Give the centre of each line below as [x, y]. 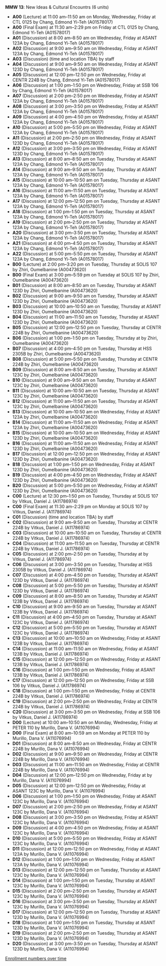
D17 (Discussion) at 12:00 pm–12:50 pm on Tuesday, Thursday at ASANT [86, 912]
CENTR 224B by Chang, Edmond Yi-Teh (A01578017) [66, 80]
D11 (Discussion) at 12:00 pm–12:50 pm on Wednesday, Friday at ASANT [86, 849]
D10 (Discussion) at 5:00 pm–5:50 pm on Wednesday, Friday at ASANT [85, 838]
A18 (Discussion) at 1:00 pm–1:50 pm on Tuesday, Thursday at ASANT [84, 212]
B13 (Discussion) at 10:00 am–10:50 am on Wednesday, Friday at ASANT [86, 412]
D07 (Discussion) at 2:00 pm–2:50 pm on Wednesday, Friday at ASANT [85, 807]
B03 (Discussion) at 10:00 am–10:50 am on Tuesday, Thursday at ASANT [87, 306]
